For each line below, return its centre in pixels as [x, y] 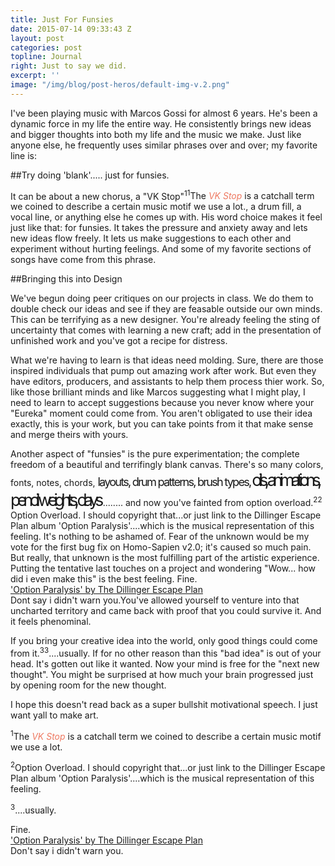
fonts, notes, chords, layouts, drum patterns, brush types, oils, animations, [165, 480]
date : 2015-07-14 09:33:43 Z [71, 29]
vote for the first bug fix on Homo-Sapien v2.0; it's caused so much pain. [161, 547]
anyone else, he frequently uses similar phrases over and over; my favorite [164, 145]
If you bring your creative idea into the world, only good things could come [164, 641]
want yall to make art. [54, 715]
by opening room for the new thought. [88, 685]
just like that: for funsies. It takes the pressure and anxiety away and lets [159, 228]
